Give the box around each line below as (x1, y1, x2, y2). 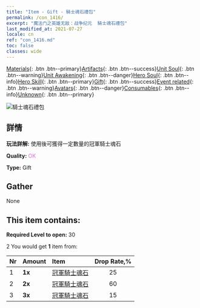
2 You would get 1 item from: (6, 243, 78, 250)
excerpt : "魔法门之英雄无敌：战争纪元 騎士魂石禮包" (6, 20, 128, 26)
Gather (6, 181, 33, 192)
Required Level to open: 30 (6, 231, 76, 238)
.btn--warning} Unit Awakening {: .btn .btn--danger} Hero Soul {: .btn (6, 71, 173, 79)
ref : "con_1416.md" (6, 37, 56, 43)
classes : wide (6, 49, 42, 55)
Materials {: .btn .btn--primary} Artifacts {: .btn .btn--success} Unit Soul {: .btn (6, 65, 195, 72)
